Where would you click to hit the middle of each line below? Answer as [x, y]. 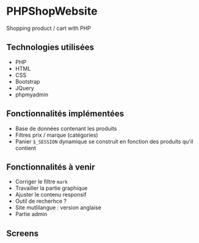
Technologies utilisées [50, 47]
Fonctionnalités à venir [51, 167]
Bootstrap [27, 81]
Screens [22, 233]
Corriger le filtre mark [42, 182]
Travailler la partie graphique [51, 188]
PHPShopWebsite [52, 11]
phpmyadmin [32, 94]
